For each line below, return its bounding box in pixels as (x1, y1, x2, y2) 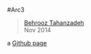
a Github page (7, 39, 47, 47)
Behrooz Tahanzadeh (23, 19, 84, 26)
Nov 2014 (23, 26, 51, 34)
